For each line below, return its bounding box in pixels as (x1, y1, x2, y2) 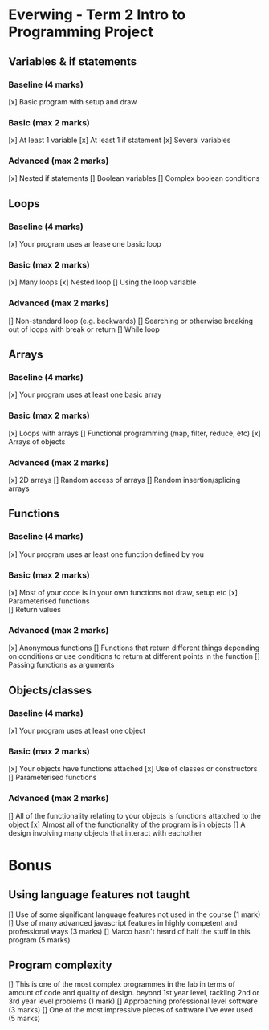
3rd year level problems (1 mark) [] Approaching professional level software (8, 996, 259, 1006)
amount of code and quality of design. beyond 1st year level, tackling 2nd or (8, 988, 259, 998)
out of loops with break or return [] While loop (8, 324, 161, 334)
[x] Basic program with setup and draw (8, 96, 137, 106)
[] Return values (8, 605, 62, 615)
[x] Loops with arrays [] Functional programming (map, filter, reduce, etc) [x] (8, 428, 261, 438)
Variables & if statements (8, 55, 137, 68)
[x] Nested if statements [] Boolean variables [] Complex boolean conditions (8, 174, 260, 183)
